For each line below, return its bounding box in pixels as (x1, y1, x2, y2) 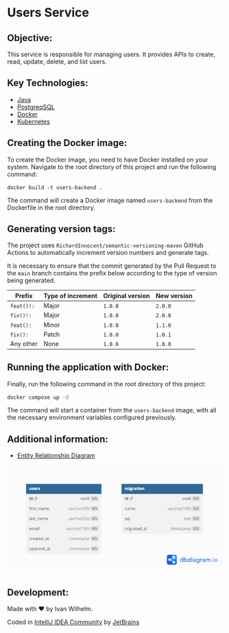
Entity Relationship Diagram (16, 451, 95, 460)
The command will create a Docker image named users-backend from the (7, 196, 213, 204)
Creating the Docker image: (7, 137, 128, 149)
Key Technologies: (7, 77, 89, 89)
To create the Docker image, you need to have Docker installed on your (7, 156, 208, 164)
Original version (103, 291, 150, 299)
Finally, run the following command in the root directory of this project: (7, 380, 206, 388)
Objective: (7, 32, 53, 44)
